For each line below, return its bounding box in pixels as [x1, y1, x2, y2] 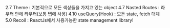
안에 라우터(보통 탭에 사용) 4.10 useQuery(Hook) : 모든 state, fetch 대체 [14, 11, 160, 17]
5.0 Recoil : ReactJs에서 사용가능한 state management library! [5, 17, 134, 23]
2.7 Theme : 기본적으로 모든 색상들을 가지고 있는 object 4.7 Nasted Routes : [5, 5, 160, 10]
